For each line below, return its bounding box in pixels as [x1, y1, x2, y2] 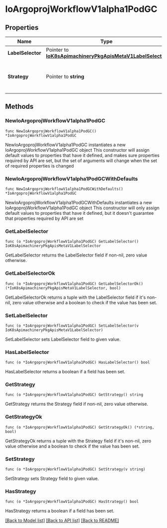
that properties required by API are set [5, 215, 83, 221]
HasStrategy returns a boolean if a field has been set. [5, 508, 115, 514]
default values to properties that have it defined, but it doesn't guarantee [5, 210, 154, 216]
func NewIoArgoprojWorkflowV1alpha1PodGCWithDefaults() [5, 186, 123, 191]
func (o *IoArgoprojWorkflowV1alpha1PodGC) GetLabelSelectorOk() [5, 281, 143, 286]
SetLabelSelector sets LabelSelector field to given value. [5, 336, 121, 342]
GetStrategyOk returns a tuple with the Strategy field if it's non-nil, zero [5, 438, 152, 443]
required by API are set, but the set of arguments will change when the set [5, 158, 158, 164]
